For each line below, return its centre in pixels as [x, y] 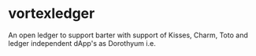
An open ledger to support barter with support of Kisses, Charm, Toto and [128, 35]
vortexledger [52, 14]
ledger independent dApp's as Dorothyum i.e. [82, 43]
